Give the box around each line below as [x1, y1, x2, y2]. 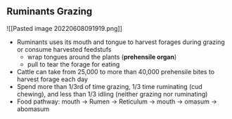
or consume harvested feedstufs [16, 45, 112, 53]
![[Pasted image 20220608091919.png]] [6, 24, 122, 32]
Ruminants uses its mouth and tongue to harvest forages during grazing [16, 38, 226, 46]
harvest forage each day [16, 75, 89, 83]
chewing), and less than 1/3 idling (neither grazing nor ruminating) [16, 90, 208, 98]
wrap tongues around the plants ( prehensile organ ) [27, 52, 177, 61]
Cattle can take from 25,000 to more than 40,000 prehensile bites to [16, 67, 215, 76]
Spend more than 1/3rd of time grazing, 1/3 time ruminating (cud [16, 82, 203, 90]
